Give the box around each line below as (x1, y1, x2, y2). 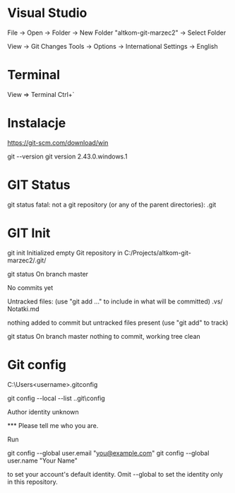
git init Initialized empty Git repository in (7, 248, 123, 257)
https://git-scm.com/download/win (7, 138, 109, 146)
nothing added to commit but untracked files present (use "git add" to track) (7, 318, 229, 327)
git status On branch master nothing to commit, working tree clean (7, 332, 201, 340)
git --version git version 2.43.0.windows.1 (7, 152, 128, 161)
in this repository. (7, 477, 58, 486)
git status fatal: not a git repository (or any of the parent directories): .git (7, 200, 217, 209)
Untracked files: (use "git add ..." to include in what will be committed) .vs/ (7, 297, 224, 306)
